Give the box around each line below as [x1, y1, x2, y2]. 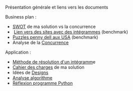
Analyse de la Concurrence [12, 39, 69, 45]
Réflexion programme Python [12, 80, 73, 86]
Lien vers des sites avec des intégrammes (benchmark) [13, 29, 128, 34]
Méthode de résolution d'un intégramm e [12, 59, 96, 64]
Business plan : [5, 14, 36, 19]
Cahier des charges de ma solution [12, 64, 85, 70]
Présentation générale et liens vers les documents [5, 4, 108, 10]
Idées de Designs [12, 69, 48, 75]
